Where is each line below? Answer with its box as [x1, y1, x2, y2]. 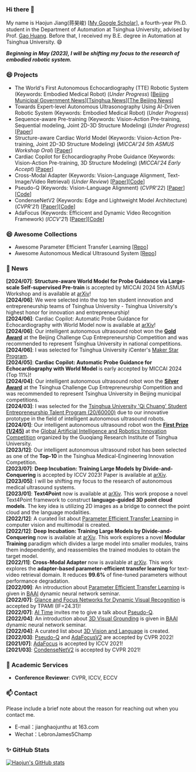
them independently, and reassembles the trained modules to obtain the [6, 546, 180, 553]
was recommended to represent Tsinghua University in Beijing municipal [6, 390, 181, 397]
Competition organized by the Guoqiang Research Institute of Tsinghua [6, 434, 178, 441]
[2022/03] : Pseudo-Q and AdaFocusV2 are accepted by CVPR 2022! [6, 634, 174, 641]
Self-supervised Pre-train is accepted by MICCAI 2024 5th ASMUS [20, 284, 185, 291]
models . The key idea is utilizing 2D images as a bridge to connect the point [6, 503, 190, 510]
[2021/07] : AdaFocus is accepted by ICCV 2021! [6, 640, 123, 647]
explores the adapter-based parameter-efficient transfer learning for [6, 565, 177, 572]
